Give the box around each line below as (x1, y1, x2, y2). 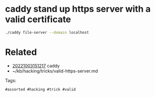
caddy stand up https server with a (5, 3, 151, 15)
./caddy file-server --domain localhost (5, 30, 90, 35)
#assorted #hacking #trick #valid (5, 87, 76, 92)
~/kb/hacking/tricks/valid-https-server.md (12, 68, 98, 74)
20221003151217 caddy (12, 63, 60, 69)
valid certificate (5, 14, 71, 25)
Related (5, 47, 37, 57)
